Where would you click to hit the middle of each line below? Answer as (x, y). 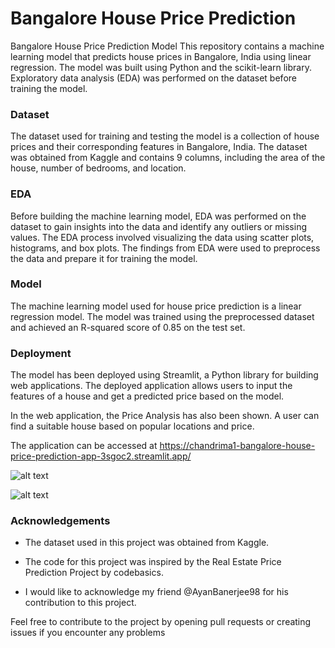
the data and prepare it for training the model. (104, 258)
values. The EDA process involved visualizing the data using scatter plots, (162, 237)
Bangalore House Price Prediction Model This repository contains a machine (167, 46)
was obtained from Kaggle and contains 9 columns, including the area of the (168, 158)
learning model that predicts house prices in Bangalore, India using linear (161, 56)
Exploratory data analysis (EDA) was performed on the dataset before (153, 78)
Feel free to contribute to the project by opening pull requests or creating (161, 622)
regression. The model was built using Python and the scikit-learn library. (161, 67)
